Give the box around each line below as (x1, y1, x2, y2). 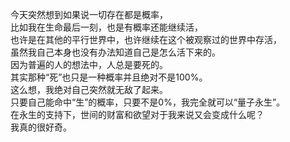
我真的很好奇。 (10, 121, 72, 133)
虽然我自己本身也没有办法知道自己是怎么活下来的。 (10, 46, 221, 58)
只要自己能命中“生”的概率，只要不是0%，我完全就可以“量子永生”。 (10, 96, 286, 108)
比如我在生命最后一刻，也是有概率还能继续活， (10, 21, 203, 33)
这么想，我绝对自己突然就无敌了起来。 (10, 84, 168, 95)
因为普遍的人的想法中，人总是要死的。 (10, 59, 168, 70)
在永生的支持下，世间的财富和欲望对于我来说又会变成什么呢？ (10, 109, 265, 120)
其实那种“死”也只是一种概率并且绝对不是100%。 (10, 71, 208, 83)
